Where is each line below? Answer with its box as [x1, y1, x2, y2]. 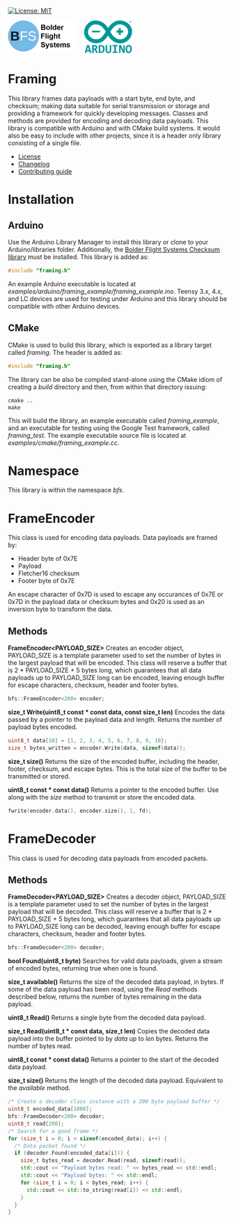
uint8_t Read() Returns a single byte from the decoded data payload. [8, 1013, 206, 1022]
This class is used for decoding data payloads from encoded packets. [8, 854, 208, 862]
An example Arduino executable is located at [8, 279, 136, 288]
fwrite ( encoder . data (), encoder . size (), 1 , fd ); [8, 807, 152, 814]
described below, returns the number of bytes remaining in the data [8, 992, 202, 1001]
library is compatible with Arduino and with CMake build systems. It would [8, 124, 220, 132]
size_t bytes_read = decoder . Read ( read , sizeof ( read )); [20, 1157, 187, 1164]
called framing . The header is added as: [8, 348, 123, 356]
